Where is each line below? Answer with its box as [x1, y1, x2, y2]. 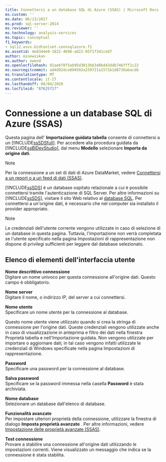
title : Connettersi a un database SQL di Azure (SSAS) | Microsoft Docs [5, 7, 159, 12]
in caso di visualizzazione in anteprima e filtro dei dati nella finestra [5, 329, 143, 335]
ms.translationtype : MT [5, 72, 55, 77]
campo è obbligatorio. [5, 280, 51, 286]
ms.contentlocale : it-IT [5, 77, 57, 82]
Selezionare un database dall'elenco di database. [5, 401, 106, 407]
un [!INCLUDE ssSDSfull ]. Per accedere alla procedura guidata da [5, 140, 138, 146]
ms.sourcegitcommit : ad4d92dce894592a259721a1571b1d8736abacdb [5, 68, 139, 73]
